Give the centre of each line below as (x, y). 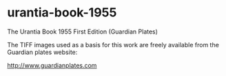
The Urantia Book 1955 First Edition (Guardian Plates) (83, 31)
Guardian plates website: (42, 52)
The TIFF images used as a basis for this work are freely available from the (113, 45)
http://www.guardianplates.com (52, 65)
